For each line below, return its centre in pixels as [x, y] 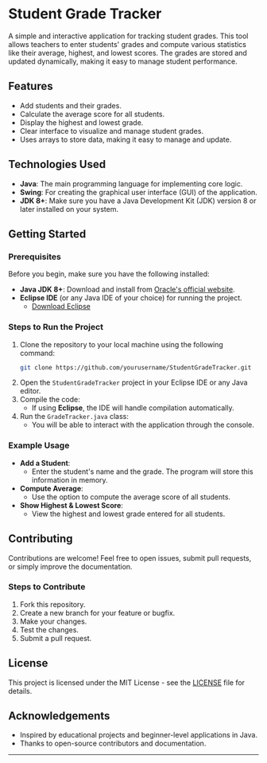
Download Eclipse [61, 307]
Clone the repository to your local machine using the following [122, 344]
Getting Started [47, 234]
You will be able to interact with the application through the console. [143, 425]
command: [37, 353]
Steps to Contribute [47, 587]
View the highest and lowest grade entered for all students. [128, 514]
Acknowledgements [59, 716]
